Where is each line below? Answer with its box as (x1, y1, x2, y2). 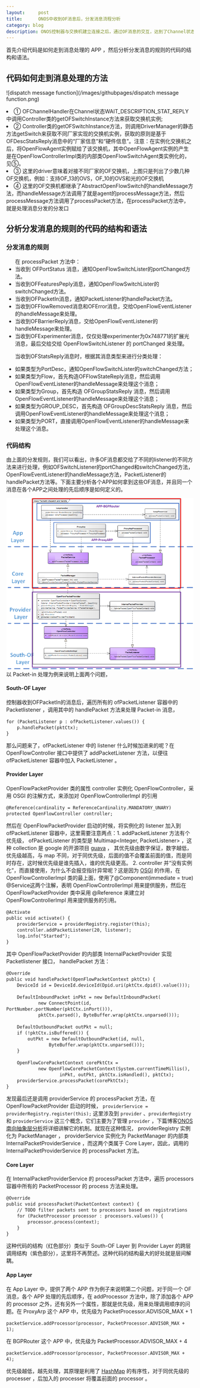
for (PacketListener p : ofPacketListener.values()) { (6, 719, 145, 725)
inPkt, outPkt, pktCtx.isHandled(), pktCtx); (59, 1072, 174, 1078)
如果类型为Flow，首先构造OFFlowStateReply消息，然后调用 (14, 373, 161, 380)
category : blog (6, 22, 44, 28)
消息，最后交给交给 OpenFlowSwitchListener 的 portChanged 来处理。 (14, 340, 188, 347)
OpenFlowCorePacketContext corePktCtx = (17, 1060, 118, 1066)
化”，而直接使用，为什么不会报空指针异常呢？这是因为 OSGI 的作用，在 (6, 867, 180, 874)
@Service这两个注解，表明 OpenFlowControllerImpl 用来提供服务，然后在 (6, 882, 186, 889)
